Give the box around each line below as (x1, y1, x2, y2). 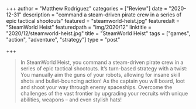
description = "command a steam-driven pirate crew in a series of (22, 11, 182, 18)
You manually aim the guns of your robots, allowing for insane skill (20, 71, 180, 78)
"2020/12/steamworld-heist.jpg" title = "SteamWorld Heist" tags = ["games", (6, 30, 191, 37)
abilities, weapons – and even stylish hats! (20, 96, 122, 103)
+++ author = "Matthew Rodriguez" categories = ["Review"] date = (6, 5, 168, 12)
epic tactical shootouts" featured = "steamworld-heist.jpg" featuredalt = (6, 18, 180, 24)
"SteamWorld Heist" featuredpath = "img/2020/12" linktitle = (6, 23, 152, 30)
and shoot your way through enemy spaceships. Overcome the (20, 84, 173, 90)
